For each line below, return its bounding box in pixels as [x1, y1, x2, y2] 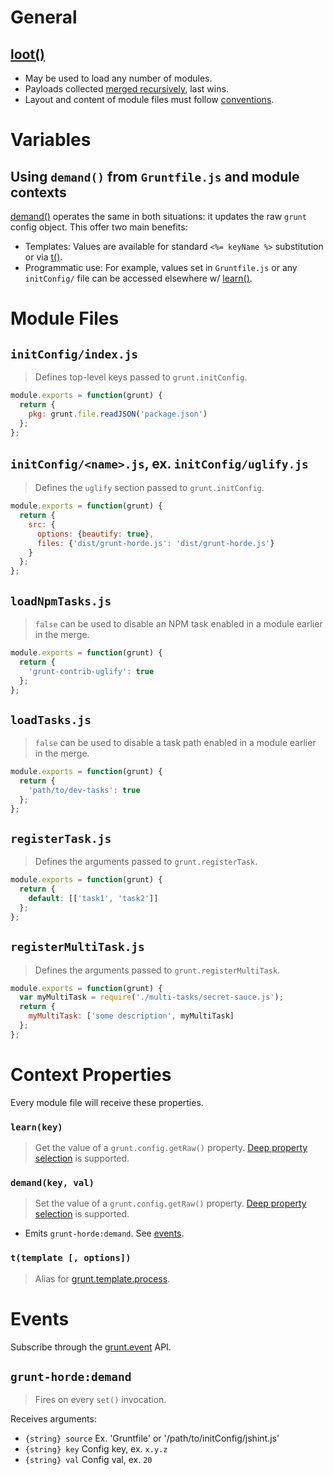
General [10, 6, 78, 29]
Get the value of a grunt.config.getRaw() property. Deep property [34, 1142, 308, 1154]
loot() [10, 46, 45, 63]
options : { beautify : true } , [36, 529, 155, 539]
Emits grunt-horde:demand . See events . [24, 1227, 185, 1240]
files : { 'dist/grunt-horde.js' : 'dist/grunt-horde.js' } [36, 538, 275, 548]
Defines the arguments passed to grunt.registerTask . [34, 856, 258, 868]
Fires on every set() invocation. [34, 1394, 167, 1406]
